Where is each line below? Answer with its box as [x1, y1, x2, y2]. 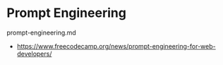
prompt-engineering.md [6, 28, 77, 37]
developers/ [16, 49, 52, 58]
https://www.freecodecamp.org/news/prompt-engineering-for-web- [16, 42, 216, 50]
